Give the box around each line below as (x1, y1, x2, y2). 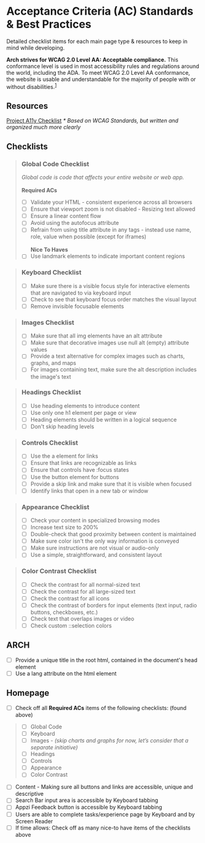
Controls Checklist (21, 438, 78, 447)
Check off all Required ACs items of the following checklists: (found (15, 704, 187, 711)
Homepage (6, 688, 50, 698)
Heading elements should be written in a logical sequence (30, 415, 177, 423)
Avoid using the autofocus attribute (30, 219, 119, 227)
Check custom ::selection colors (30, 622, 112, 629)
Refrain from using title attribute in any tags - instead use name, (30, 226, 192, 233)
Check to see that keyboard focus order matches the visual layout (30, 295, 197, 303)
